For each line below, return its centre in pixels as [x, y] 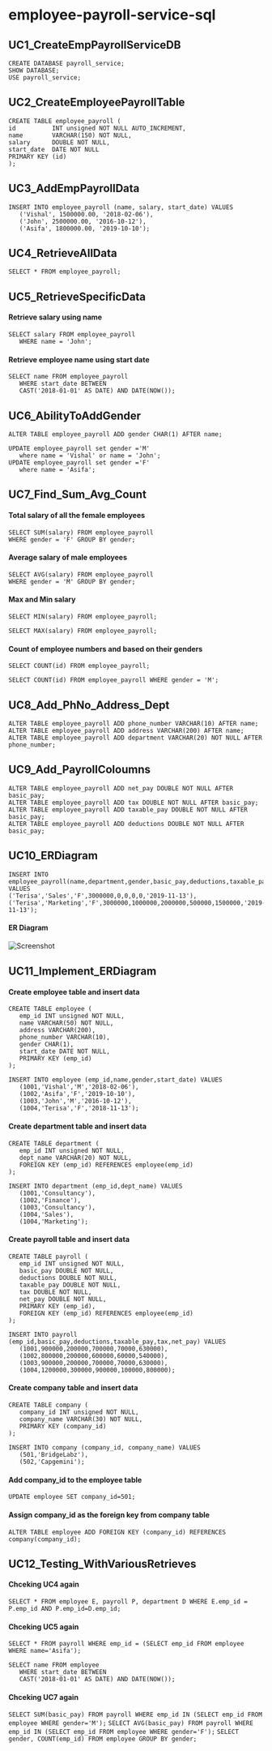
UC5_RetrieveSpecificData [77, 296]
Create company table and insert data [73, 1388]
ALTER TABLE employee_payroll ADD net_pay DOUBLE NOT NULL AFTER [121, 788]
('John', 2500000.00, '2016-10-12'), [83, 221]
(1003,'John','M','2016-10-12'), [75, 1101]
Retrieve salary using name [55, 317]
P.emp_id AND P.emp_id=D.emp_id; [65, 1609]
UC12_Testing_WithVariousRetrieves [102, 1563]
